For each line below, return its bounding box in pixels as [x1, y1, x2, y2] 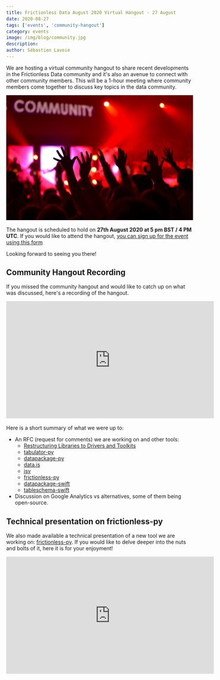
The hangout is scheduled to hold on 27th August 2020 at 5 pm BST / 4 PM [6, 226, 192, 233]
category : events [6, 29, 49, 35]
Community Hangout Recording [6, 267, 126, 277]
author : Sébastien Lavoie [6, 48, 70, 54]
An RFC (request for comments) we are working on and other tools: [14, 436, 180, 443]
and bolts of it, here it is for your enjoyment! [6, 545, 113, 552]
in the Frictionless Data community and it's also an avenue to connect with [6, 70, 188, 77]
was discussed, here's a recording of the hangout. [6, 289, 129, 297]
